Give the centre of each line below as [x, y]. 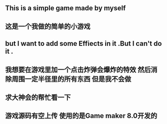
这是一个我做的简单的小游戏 [48, 26]
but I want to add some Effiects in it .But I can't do [83, 44]
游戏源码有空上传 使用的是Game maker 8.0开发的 [81, 116]
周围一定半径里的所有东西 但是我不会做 [71, 79]
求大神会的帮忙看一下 [38, 97]
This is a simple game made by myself [66, 8]
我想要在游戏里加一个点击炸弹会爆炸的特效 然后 [78, 69]
